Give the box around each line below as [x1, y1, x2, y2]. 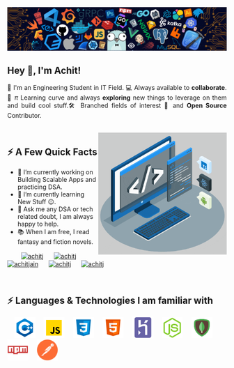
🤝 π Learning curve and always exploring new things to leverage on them [7, 93, 228, 102]
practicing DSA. [17, 183, 63, 191]
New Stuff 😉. [17, 198, 56, 206]
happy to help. [17, 220, 59, 229]
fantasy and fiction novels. [17, 238, 94, 246]
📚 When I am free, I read [17, 228, 90, 236]
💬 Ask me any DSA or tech [17, 205, 93, 213]
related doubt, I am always [17, 213, 94, 221]
